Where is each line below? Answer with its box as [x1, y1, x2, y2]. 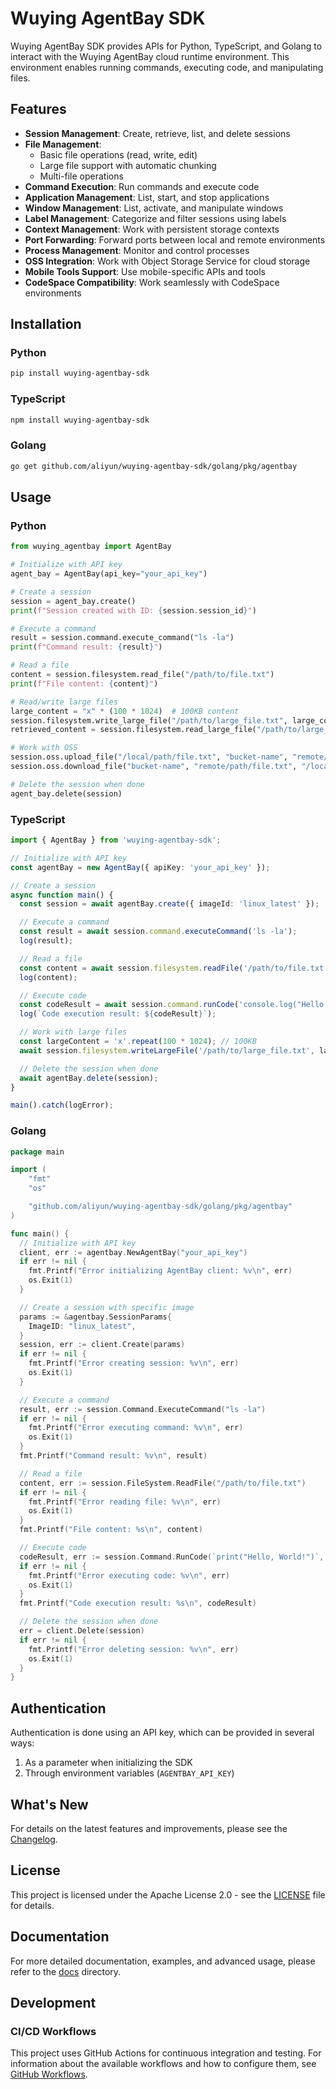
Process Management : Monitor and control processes [24, 244, 250, 256]
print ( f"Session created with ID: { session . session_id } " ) [10, 605, 257, 616]
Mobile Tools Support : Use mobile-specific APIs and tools [24, 265, 266, 277]
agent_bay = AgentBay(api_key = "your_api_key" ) [10, 569, 208, 579]
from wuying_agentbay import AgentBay [10, 542, 172, 552]
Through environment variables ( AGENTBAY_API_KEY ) [24, 1767, 235, 1779]
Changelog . [10, 1833, 58, 1845]
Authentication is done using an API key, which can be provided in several [10, 1727, 315, 1739]
